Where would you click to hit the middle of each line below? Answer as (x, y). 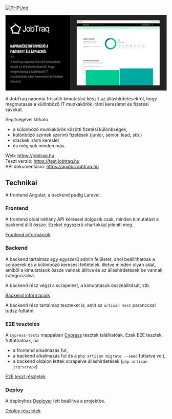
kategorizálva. (20, 275)
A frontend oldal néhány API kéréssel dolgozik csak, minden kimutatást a (82, 219)
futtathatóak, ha (22, 340)
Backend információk (28, 295)
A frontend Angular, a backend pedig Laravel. (53, 195)
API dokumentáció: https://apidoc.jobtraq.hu (52, 167)
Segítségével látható (27, 120)
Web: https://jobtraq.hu (30, 156)
